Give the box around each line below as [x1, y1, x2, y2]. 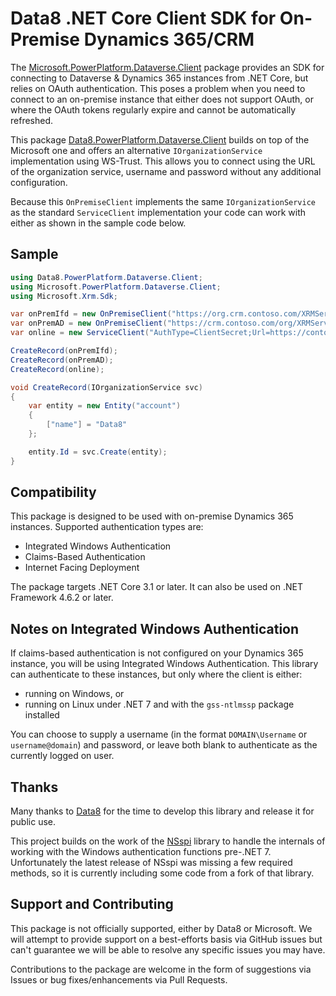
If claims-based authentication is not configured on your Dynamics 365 [10, 647, 304, 659]
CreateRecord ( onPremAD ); [10, 355, 114, 365]
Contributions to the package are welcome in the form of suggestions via [10, 963, 312, 975]
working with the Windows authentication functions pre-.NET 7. [10, 846, 272, 858]
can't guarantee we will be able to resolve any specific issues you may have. [10, 943, 326, 956]
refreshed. [10, 114, 54, 126]
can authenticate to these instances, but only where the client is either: [10, 668, 303, 681]
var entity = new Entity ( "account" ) [28, 401, 182, 411]
